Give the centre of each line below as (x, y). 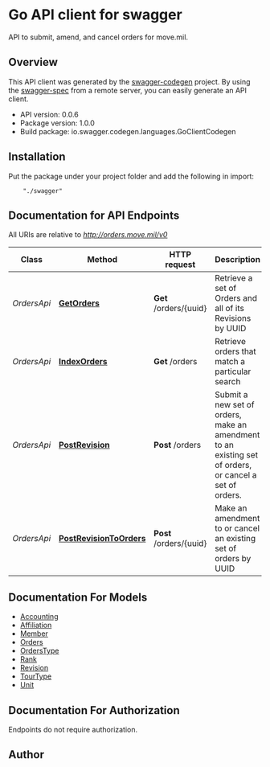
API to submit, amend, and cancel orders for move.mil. (98, 37)
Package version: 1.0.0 (57, 123)
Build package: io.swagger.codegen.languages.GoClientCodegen (128, 131)
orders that (235, 351)
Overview (33, 62)
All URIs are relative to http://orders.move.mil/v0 (88, 235)
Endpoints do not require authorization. (73, 730)
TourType (36, 676)
